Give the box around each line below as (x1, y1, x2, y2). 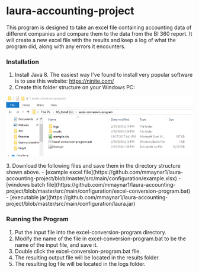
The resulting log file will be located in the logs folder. (14, 260, 146, 267)
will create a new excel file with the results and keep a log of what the (6, 36, 176, 43)
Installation (6, 58, 40, 66)
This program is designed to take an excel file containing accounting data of (6, 24, 192, 31)
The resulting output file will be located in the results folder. (14, 254, 160, 261)
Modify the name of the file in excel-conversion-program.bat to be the (14, 235, 187, 242)
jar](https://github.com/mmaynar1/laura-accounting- (40, 194, 168, 201)
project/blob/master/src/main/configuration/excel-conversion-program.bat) (6, 187, 191, 194)
